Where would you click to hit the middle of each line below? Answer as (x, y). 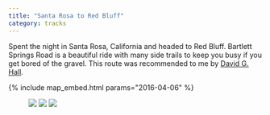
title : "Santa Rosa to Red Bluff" (66, 16)
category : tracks (37, 23)
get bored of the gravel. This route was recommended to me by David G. (129, 63)
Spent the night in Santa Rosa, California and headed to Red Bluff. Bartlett (130, 46)
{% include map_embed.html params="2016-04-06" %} (102, 87)
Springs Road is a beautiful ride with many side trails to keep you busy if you (135, 55)
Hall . (16, 72)
